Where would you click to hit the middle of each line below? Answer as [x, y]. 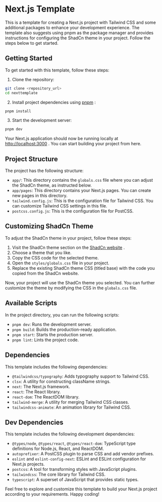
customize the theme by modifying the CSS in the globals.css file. [71, 288]
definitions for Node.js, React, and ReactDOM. [58, 449]
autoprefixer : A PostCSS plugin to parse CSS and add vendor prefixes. [83, 454]
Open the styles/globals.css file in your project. [61, 263]
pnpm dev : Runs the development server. [52, 324]
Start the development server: [42, 121]
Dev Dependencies [34, 422]
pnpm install [18, 111]
